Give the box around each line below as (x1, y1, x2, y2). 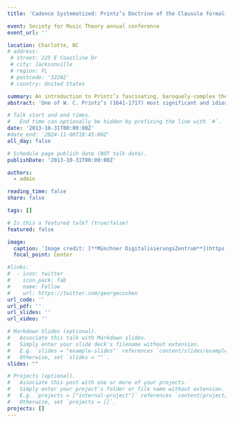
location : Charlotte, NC (7, 42, 79, 49)
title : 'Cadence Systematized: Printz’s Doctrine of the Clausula (7, 10, 203, 17)
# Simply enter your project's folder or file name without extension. (7, 386, 225, 392)
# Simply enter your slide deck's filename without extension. (7, 340, 200, 347)
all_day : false (7, 137, 51, 144)
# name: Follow (7, 283, 60, 290)
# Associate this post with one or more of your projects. (7, 379, 188, 386)
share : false (7, 195, 45, 202)
